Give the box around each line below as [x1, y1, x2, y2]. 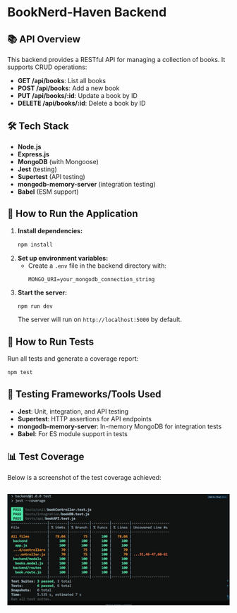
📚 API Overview [7, 33, 81, 45]
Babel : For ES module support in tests [17, 429, 128, 438]
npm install [17, 241, 53, 248]
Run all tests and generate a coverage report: [7, 354, 139, 363]
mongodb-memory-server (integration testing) [17, 180, 157, 188]
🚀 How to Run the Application [7, 208, 139, 220]
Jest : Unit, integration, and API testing [17, 407, 129, 416]
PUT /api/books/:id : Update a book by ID [17, 92, 138, 99]
